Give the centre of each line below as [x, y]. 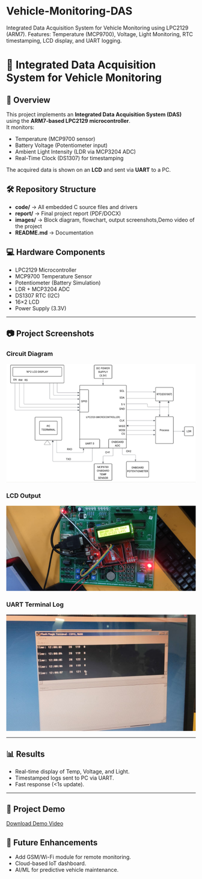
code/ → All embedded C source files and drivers [76, 207]
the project [28, 226]
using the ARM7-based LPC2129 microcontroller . [69, 120]
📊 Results [26, 754]
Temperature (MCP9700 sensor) [55, 139]
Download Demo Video [35, 824]
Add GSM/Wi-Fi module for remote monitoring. [73, 857]
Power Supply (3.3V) [41, 308]
